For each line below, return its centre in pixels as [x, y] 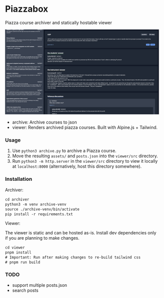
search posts [25, 290]
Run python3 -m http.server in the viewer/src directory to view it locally [85, 161]
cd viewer [15, 248]
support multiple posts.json [40, 285]
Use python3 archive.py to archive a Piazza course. [64, 151]
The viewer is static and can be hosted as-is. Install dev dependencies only [81, 233]
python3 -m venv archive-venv [36, 204]
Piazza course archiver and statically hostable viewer [59, 23]
